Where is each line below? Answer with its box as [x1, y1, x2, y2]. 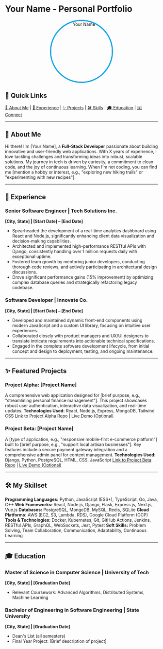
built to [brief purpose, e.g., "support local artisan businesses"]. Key [5, 441, 142, 447]
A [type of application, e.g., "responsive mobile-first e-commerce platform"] [5, 436, 158, 442]
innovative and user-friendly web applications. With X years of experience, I [5, 148, 157, 154]
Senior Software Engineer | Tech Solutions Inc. [5, 207, 117, 214]
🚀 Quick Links [5, 91, 47, 100]
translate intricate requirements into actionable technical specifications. [12, 338, 155, 343]
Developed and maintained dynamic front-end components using [12, 317, 143, 323]
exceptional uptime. [12, 254, 52, 259]
